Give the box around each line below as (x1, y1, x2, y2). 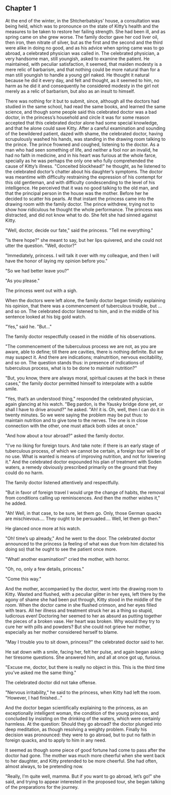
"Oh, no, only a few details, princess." (5, 566, 84, 572)
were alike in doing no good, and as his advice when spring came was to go (5, 44, 164, 51)
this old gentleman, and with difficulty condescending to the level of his (5, 179, 155, 185)
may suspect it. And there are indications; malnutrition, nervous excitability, (5, 354, 163, 360)
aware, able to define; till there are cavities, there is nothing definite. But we (5, 349, 164, 355)
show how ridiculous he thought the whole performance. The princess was (5, 206, 163, 212)
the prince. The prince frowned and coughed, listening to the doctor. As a (5, 141, 159, 147)
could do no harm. (5, 469, 44, 476)
